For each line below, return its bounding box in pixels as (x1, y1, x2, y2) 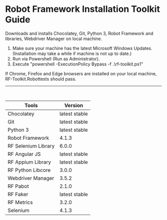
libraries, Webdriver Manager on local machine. (5, 36, 102, 42)
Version (64, 102, 83, 109)
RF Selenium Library (7, 142, 55, 149)
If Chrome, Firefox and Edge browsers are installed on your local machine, (5, 70, 157, 76)
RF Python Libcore (7, 166, 51, 173)
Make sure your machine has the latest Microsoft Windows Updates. (12, 45, 153, 51)
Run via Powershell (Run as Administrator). (12, 55, 100, 61)
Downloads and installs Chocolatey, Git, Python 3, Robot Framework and (5, 30, 154, 36)
